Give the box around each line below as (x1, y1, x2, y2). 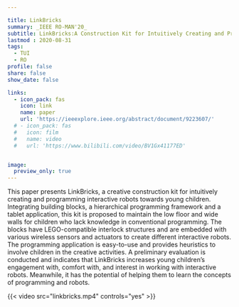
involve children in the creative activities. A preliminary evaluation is (7, 248, 206, 256)
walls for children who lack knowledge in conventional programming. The (7, 218, 223, 227)
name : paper (20, 109, 55, 116)
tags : (7, 43, 23, 51)
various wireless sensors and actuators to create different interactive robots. (7, 233, 232, 241)
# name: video (14, 135, 62, 142)
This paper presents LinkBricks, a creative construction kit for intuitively (7, 187, 218, 196)
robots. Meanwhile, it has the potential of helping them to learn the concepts (7, 271, 231, 279)
